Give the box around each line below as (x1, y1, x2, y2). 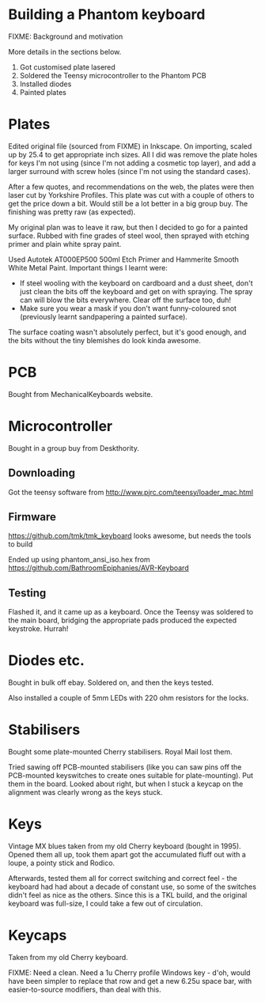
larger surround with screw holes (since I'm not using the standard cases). (8, 166, 251, 176)
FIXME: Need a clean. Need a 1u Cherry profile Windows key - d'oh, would (8, 967, 251, 977)
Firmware (8, 510, 57, 524)
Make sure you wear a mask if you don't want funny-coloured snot (19, 303, 237, 313)
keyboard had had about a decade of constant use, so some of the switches (8, 882, 257, 891)
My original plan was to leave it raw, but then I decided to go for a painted (8, 222, 248, 232)
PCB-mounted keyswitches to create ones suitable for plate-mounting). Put (8, 771, 254, 781)
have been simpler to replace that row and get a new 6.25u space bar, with (8, 976, 252, 985)
